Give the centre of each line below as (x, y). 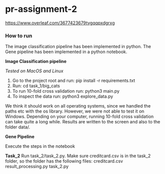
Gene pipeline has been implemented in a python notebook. (66, 52)
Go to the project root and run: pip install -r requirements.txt (74, 81)
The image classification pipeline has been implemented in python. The (78, 47)
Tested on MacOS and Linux (34, 71)
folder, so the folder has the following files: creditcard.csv (64, 161)
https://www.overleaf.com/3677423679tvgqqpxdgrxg (60, 23)
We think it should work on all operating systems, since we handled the (78, 106)
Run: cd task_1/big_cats (36, 86)
